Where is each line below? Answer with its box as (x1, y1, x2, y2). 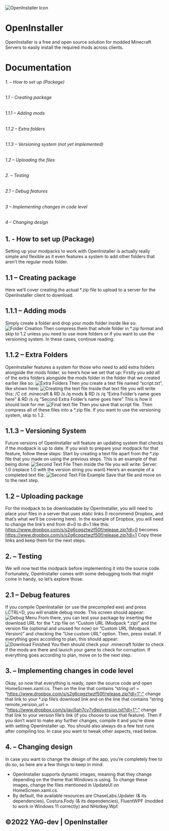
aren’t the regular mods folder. (5, 259, 68, 265)
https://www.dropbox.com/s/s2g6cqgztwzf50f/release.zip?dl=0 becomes (5, 527, 158, 533)
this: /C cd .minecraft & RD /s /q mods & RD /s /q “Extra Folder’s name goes (5, 390, 161, 397)
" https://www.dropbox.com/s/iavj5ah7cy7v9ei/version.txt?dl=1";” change (5, 707, 157, 713)
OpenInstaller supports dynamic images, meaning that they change (12, 771, 152, 777)
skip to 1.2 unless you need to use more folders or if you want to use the (5, 330, 155, 337)
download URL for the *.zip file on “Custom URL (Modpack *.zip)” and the (5, 620, 157, 626)
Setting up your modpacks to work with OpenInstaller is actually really (5, 248, 150, 254)
